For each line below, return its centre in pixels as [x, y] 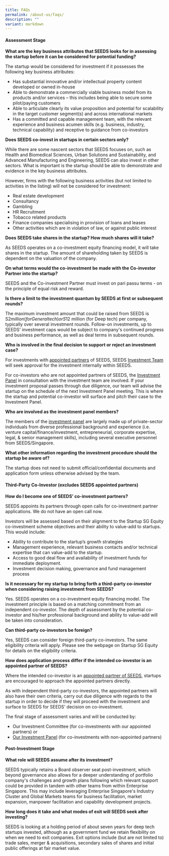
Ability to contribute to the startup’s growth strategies [68, 541]
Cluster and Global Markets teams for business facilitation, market [74, 796]
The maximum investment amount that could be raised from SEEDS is [77, 314]
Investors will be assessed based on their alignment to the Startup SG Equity [84, 521]
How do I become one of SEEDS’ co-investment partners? [67, 496]
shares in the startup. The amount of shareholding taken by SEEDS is [77, 253]
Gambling [22, 207]
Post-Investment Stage [30, 748]
